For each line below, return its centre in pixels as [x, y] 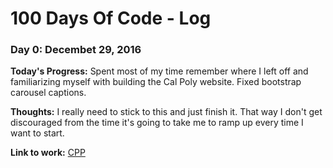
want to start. [37, 133]
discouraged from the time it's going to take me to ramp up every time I [157, 123]
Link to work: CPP [48, 153]
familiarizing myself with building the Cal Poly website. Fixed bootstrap [156, 82]
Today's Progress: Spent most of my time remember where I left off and [159, 71]
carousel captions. [48, 93]
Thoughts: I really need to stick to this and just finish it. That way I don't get [166, 112]
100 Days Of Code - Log [111, 18]
